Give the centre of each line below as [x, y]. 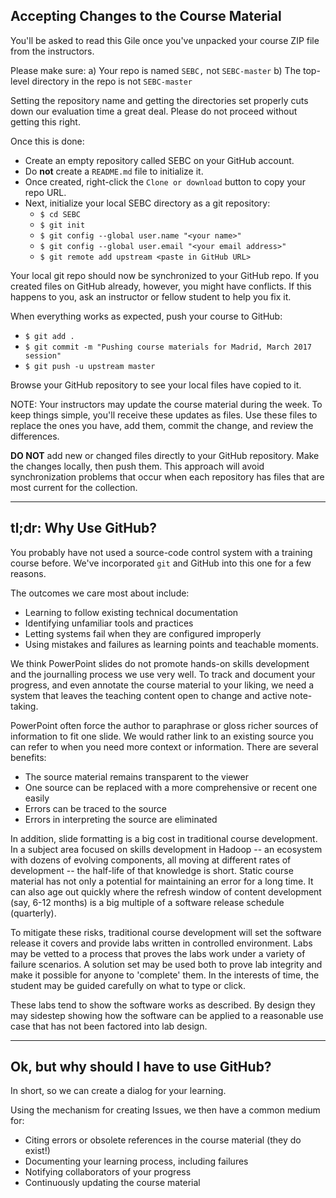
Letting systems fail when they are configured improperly [143, 633]
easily [37, 798]
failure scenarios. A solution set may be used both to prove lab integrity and [166, 964]
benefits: [28, 757]
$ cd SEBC [60, 214]
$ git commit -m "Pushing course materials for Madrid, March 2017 [168, 347]
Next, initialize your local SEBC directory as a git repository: [147, 203]
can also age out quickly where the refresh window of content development [166, 891]
